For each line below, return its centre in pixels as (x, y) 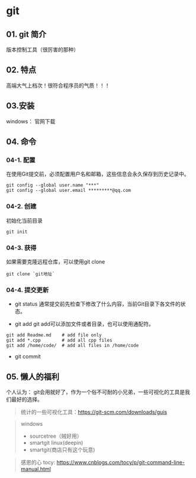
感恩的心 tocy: (38, 463)
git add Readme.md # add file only (54, 335)
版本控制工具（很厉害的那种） (42, 49)
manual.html (36, 469)
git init (17, 232)
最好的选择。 (27, 400)
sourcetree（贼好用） (56, 436)
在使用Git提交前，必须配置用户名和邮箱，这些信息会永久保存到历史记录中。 (98, 174)
